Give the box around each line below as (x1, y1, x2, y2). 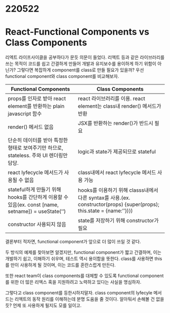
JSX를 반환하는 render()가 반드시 (77, 120, 153, 127)
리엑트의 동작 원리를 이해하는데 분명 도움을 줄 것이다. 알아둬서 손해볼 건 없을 (14, 296, 164, 302)
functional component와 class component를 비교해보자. (5, 73, 119, 79)
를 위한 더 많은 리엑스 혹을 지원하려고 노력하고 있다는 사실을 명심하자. (5, 279, 142, 285)
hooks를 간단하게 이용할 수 (8, 194, 69, 201)
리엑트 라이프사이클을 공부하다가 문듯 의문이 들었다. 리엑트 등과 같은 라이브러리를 (5, 54, 165, 61)
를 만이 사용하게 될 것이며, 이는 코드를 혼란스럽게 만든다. (5, 262, 116, 268)
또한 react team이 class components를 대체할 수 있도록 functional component (5, 273, 164, 279)
